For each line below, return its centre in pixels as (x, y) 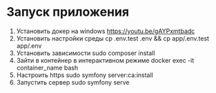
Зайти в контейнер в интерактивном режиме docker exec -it (105, 60)
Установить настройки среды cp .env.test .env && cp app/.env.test (113, 38)
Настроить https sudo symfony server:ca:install (85, 75)
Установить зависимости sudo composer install (86, 53)
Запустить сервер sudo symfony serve (73, 82)
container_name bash (47, 68)
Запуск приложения (68, 12)
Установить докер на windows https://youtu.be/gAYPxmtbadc (106, 31)
